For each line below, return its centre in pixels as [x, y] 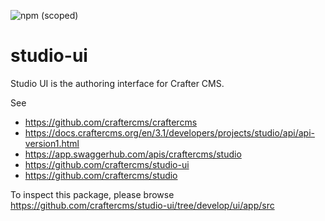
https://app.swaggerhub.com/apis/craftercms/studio [133, 154]
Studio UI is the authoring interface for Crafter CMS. [117, 83]
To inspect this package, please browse [92, 194]
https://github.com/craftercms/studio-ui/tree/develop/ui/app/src [142, 205]
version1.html [52, 143]
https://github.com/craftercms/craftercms [111, 122]
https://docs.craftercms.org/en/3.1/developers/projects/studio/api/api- [169, 132]
